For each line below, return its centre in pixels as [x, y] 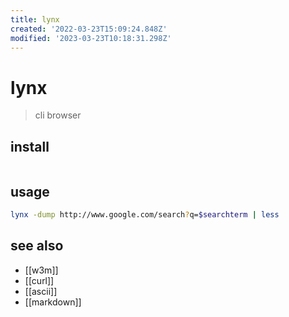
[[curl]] [39, 280]
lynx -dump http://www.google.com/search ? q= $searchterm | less [145, 214]
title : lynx [35, 19]
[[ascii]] [41, 291]
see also [37, 246]
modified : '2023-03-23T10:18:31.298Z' [91, 38]
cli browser [58, 115]
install [30, 146]
